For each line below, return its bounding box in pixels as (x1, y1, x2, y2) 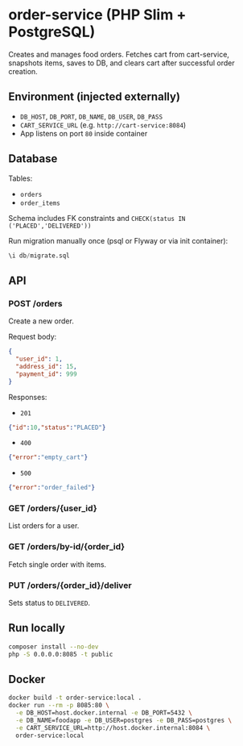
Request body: (8, 332, 57, 342)
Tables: (8, 173, 33, 183)
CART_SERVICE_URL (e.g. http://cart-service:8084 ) (19, 119, 187, 130)
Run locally (8, 621, 66, 635)
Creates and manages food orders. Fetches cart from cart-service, (8, 49, 229, 59)
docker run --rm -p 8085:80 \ (8, 702, 110, 710)
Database (8, 152, 58, 166)
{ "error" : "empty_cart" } (8, 453, 89, 461)
